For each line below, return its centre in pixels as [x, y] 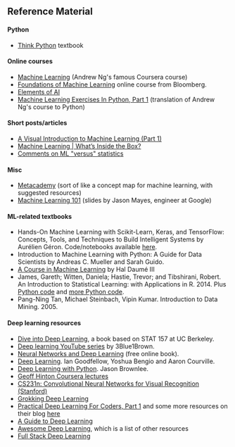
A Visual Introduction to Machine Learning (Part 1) [89, 139]
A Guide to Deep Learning [55, 421]
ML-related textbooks [40, 216]
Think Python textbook [50, 45]
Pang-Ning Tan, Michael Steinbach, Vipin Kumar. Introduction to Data [118, 299]
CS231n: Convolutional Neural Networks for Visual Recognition [108, 384]
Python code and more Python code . [71, 292]
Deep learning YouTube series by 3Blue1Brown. [86, 346]
